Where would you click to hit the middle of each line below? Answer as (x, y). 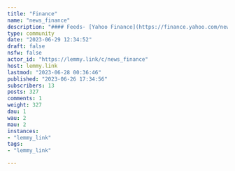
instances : (23, 131)
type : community (31, 33)
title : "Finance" (33, 14)
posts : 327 (23, 92)
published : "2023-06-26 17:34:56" (58, 79)
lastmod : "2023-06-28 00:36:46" (54, 72)
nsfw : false (24, 53)
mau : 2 (17, 124)
